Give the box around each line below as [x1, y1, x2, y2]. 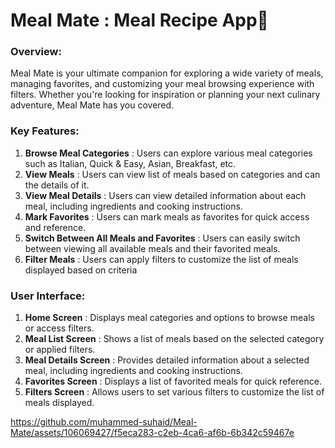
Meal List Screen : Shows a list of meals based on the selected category [24, 333, 325, 345]
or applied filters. [24, 344, 96, 356]
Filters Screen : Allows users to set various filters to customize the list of [24, 386, 325, 398]
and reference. [24, 221, 87, 233]
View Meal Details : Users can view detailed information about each [24, 189, 307, 201]
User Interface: [10, 289, 86, 303]
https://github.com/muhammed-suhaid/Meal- [10, 416, 198, 428]
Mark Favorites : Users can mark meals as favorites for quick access [24, 210, 310, 223]
